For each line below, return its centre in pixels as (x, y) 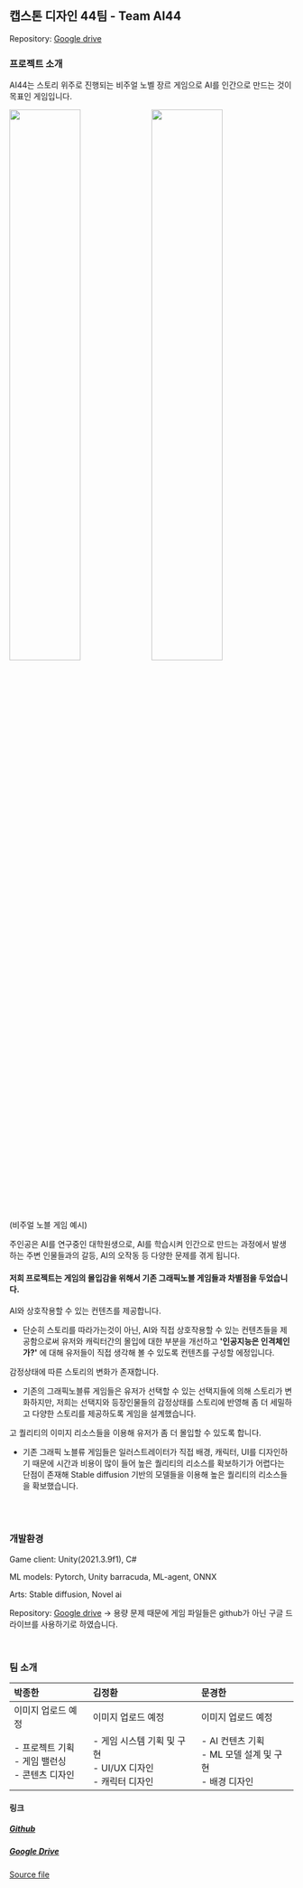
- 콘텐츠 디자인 (44, 1774)
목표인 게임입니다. (41, 97)
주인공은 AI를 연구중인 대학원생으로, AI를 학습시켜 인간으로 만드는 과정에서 (140, 1245)
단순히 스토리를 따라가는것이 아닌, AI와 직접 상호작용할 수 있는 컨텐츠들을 (150, 1330)
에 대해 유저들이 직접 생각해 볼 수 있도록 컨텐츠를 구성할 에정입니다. (157, 1353)
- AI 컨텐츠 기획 (233, 1741)
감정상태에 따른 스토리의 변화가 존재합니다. (84, 1372)
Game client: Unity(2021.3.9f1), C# (73, 1559)
